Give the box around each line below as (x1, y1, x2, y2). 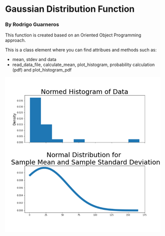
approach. (5, 37, 26, 43)
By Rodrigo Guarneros (5, 21, 59, 28)
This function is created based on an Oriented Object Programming (5, 32, 141, 38)
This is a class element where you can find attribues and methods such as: (5, 47, 157, 53)
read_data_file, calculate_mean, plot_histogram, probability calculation (12, 62, 155, 67)
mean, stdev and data (12, 57, 57, 63)
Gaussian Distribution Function (5, 3, 135, 15)
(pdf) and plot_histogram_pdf (12, 67, 72, 73)
